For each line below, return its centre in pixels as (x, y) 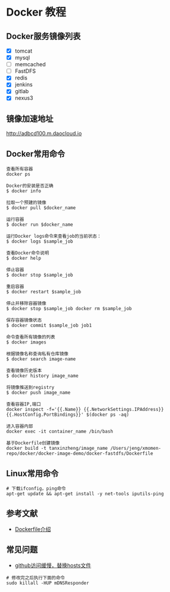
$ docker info (24, 191)
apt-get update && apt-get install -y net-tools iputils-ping (85, 493)
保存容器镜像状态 (24, 320)
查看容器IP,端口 (24, 404)
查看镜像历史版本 (24, 371)
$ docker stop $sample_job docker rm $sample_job (69, 309)
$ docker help (24, 258)
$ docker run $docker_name (40, 225)
